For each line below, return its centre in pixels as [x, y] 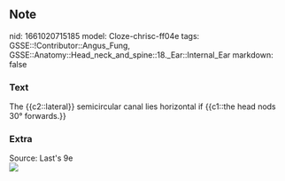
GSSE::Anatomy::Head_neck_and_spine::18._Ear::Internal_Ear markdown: [141, 55]
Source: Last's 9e [41, 158]
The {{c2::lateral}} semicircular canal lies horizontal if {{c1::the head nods [142, 106]
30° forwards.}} [38, 116]
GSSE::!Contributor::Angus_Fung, [70, 45]
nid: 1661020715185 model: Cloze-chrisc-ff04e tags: [104, 35]
